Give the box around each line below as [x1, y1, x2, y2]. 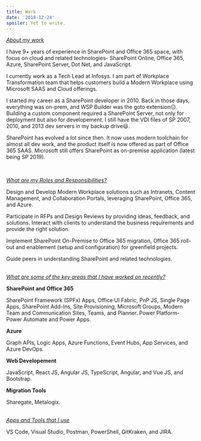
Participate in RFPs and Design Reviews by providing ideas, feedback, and [6, 213, 190, 220]
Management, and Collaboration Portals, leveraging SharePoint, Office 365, [6, 195, 193, 202]
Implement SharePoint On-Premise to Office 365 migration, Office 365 [6, 237, 180, 244]
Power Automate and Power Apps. [6, 316, 91, 323]
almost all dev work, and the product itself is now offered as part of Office [6, 141, 189, 148]
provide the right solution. [6, 226, 70, 233]
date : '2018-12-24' [6, 14, 55, 20]
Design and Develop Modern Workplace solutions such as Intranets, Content [6, 188, 196, 196]
